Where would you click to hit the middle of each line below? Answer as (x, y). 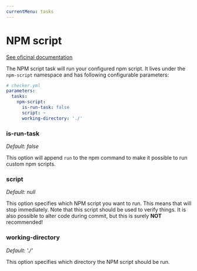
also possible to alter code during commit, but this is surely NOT (84, 216)
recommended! (24, 222)
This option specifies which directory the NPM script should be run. (88, 262)
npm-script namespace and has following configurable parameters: (88, 75)
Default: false (23, 146)
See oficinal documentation (39, 57)
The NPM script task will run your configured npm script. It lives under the (96, 68)
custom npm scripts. (31, 164)
